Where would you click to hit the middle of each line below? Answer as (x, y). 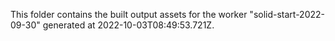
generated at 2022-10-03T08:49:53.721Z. (128, 25)
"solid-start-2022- (287, 14)
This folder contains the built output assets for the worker (129, 14)
